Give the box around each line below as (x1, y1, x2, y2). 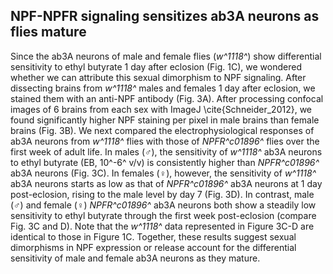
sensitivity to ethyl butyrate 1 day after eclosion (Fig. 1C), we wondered (10, 60, 302, 73)
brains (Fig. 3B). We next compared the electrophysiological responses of (10, 124, 315, 136)
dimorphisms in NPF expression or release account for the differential (10, 241, 297, 253)
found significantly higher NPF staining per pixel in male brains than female (10, 114, 320, 126)
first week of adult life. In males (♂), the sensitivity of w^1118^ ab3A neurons (10, 145, 323, 158)
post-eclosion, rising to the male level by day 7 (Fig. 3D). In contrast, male (10, 188, 315, 200)
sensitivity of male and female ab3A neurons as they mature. (10, 252, 261, 264)
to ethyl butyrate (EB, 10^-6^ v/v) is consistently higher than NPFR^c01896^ (10, 156, 320, 168)
